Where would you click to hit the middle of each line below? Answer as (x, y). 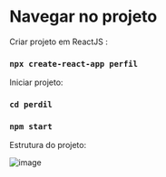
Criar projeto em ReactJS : (59, 42)
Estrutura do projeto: (48, 145)
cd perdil (31, 105)
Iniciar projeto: (36, 82)
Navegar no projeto (83, 17)
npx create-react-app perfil (74, 64)
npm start (31, 127)
